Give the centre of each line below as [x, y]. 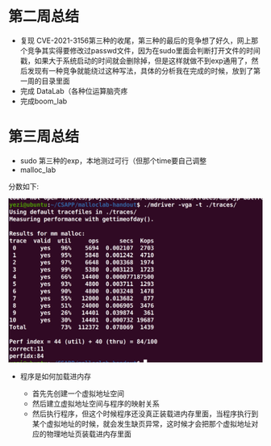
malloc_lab [38, 170]
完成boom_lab [44, 101]
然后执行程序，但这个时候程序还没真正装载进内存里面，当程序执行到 [145, 414]
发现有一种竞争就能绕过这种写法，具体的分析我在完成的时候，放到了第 [144, 70]
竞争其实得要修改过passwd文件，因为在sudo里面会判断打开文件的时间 [144, 50]
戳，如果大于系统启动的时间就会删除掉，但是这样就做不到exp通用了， [135, 61]
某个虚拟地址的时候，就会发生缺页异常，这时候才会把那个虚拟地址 [142, 424]
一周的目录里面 [45, 81]
